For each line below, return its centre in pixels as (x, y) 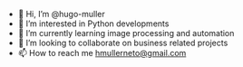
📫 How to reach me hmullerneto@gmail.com (102, 53)
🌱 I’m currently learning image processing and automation (126, 33)
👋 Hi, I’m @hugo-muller (62, 14)
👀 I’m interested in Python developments (93, 24)
